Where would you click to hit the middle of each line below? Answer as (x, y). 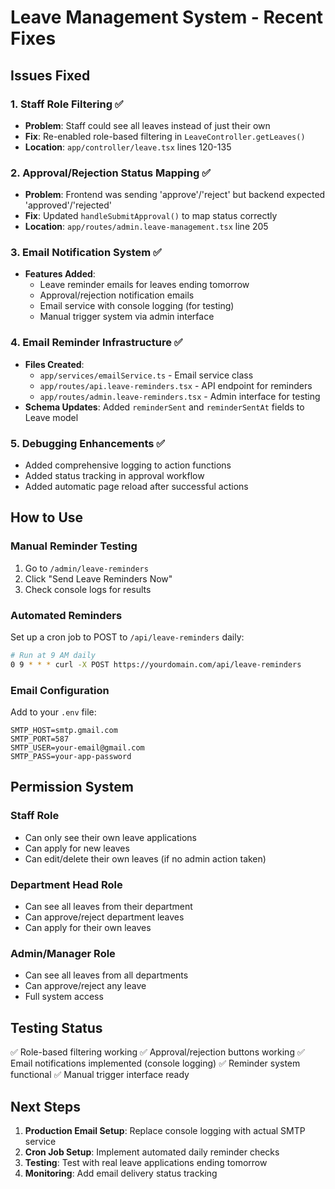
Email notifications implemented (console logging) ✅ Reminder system (155, 1063)
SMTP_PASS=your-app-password (71, 757)
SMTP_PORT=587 (40, 739)
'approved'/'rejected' (68, 205)
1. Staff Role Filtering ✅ (67, 104)
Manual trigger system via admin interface (127, 317)
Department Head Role (66, 884)
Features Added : (60, 274)
